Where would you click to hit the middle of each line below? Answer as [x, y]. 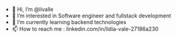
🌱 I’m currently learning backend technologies [69, 22]
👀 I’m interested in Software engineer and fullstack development [92, 16]
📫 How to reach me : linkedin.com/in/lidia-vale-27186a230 [85, 29]
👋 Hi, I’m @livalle [33, 9]
